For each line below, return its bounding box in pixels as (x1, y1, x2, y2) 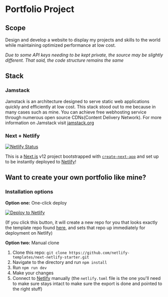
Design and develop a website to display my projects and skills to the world (5, 37, 160, 43)
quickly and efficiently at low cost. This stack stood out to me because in (5, 104, 156, 110)
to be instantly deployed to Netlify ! (5, 158, 77, 164)
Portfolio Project (5, 4, 75, 15)
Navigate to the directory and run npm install (12, 259, 107, 265)
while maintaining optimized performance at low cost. (5, 42, 116, 48)
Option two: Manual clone (5, 240, 59, 246)
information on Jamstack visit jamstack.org (5, 120, 94, 126)
